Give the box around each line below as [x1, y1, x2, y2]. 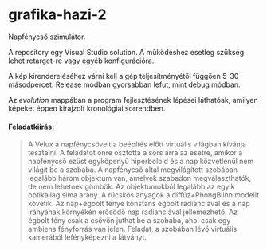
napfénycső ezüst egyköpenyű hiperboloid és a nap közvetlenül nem [27, 157, 254, 166]
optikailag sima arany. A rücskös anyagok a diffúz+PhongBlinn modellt [27, 190, 260, 200]
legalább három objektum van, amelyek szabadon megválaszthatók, [27, 174, 252, 183]
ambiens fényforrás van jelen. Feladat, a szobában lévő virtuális [27, 225, 238, 234]
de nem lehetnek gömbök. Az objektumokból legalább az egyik [27, 182, 235, 192]
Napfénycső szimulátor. [8, 32, 86, 41]
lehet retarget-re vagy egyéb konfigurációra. [8, 56, 155, 65]
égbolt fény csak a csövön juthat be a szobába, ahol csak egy [27, 216, 231, 225]
